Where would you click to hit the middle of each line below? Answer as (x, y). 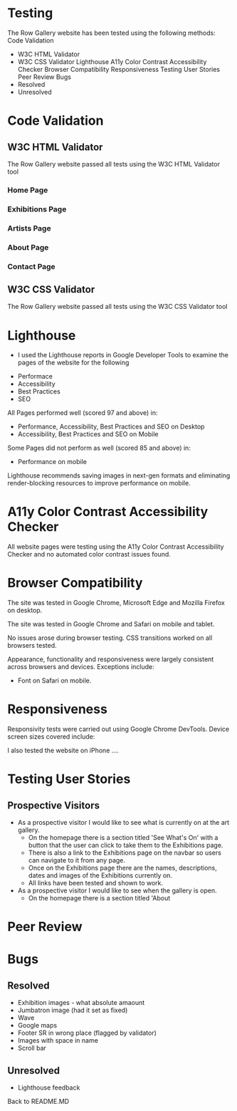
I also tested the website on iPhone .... (63, 751)
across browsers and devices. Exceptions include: (81, 667)
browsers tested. (32, 646)
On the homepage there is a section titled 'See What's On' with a (123, 838)
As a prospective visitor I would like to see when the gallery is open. (117, 890)
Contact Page (31, 266)
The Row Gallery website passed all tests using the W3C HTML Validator (114, 164)
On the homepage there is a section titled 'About (99, 898)
